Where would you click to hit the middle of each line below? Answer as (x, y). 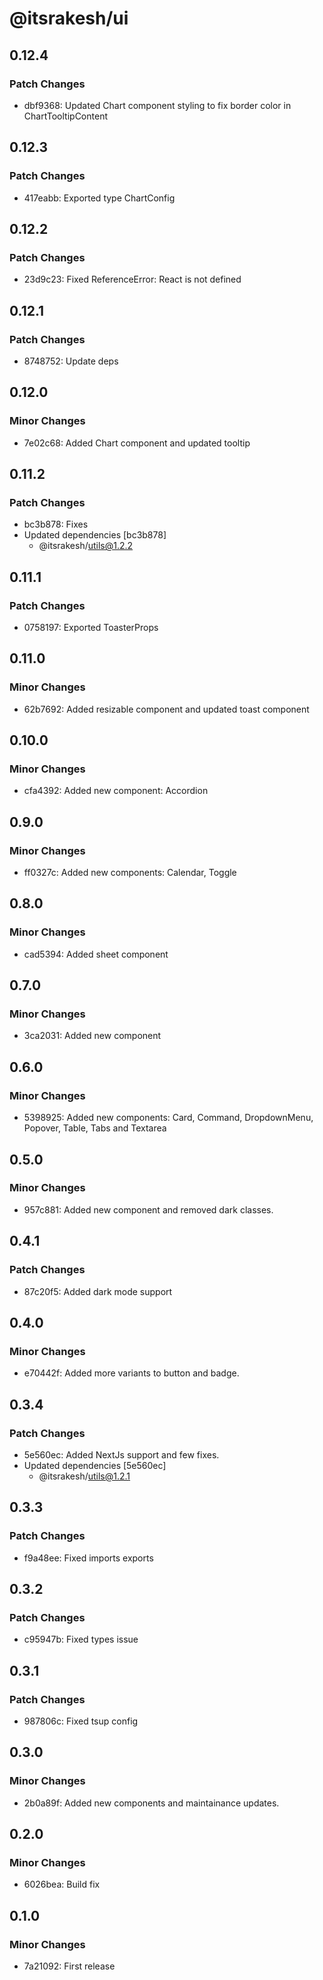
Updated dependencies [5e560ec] (95, 1465)
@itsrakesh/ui (69, 18)
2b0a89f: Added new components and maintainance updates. (151, 1803)
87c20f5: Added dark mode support (98, 1291)
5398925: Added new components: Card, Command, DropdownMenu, (168, 1118)
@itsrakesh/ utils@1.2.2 (86, 546)
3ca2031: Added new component (92, 1036)
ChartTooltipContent (65, 116)
